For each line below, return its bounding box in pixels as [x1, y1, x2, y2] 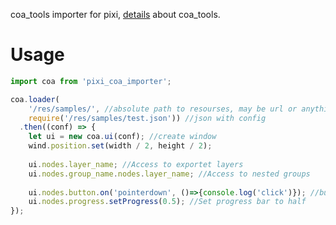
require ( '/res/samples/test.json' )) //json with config [28, 113, 267, 123]
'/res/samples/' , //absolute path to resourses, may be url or [28, 104, 298, 114]
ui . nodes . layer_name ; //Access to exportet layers [28, 159, 244, 169]
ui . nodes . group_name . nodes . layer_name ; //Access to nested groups [28, 169, 311, 179]
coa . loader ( [10, 94, 60, 104]
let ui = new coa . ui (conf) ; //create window [28, 132, 217, 142]
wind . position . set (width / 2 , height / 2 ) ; [28, 141, 213, 151]
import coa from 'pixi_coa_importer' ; [10, 76, 172, 86]
